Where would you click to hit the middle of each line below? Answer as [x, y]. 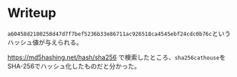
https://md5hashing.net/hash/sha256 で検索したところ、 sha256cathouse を [117, 57]
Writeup [32, 13]
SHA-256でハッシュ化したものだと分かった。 [74, 66]
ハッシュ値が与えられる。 [45, 42]
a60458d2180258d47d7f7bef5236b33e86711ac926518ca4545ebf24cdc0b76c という [119, 33]
